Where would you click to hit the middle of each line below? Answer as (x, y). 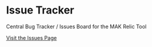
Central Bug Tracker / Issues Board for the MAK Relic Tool (76, 26)
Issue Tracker (40, 10)
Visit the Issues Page (32, 38)
